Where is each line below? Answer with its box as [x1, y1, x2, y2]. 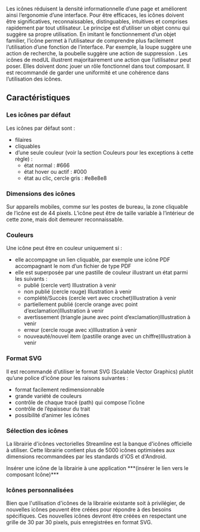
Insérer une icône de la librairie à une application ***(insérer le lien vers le [6, 464, 189, 471]
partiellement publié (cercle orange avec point [23, 301, 138, 308]
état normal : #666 [23, 162, 70, 169]
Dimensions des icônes [6, 189, 76, 198]
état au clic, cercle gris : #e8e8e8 [23, 174, 107, 182]
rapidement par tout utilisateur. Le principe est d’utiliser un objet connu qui [6, 24, 190, 31]
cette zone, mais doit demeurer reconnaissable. [6, 216, 124, 223]
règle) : [14, 155, 33, 162]
